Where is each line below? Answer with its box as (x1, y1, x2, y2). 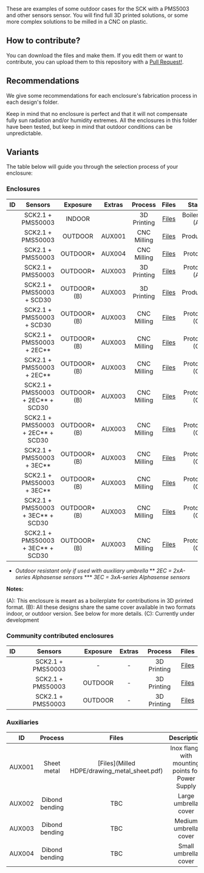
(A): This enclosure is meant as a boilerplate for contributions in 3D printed (6, 597, 193, 604)
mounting (172, 759, 200, 767)
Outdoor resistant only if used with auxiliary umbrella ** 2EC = (15, 567, 172, 574)
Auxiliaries (6, 718, 39, 726)
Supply (175, 782, 196, 790)
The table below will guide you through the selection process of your (6, 163, 178, 171)
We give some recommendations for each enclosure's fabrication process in (6, 92, 197, 99)
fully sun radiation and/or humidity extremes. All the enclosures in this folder (6, 117, 197, 124)
